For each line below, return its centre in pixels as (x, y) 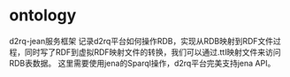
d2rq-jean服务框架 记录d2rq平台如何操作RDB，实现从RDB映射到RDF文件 (141, 41)
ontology (43, 15)
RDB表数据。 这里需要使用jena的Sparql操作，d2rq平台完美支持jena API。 (142, 63)
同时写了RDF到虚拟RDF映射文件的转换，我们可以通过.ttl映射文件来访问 (153, 52)
